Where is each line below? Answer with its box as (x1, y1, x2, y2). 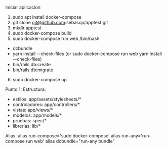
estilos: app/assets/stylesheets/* (12, 96, 81, 102)
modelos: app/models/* (12, 112, 62, 118)
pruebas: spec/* (12, 118, 47, 123)
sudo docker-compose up (12, 77, 67, 82)
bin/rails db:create (12, 62, 51, 67)
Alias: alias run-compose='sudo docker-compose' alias (5, 133, 120, 138)
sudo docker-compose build (12, 30, 72, 36)
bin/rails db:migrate (12, 67, 54, 73)
